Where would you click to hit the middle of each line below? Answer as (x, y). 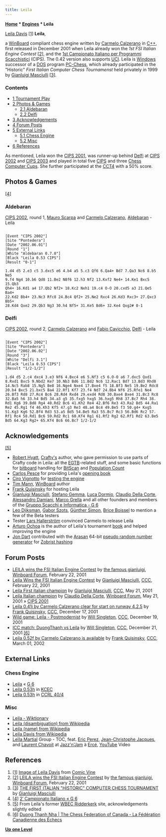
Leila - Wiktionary (30, 718)
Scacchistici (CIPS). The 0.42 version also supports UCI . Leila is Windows (81, 59)
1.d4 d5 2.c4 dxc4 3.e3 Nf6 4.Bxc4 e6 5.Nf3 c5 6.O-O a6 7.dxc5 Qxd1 (79, 377)
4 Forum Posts (27, 125)
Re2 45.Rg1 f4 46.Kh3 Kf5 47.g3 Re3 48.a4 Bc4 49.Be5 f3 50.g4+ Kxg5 (79, 408)
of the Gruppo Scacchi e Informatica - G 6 (55, 505)
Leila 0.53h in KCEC (32, 689)
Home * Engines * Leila (29, 24)
